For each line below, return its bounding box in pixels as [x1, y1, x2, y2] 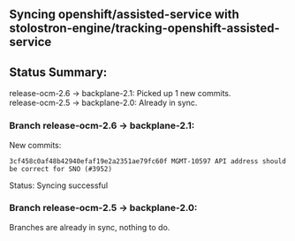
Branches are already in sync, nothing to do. [9, 222, 170, 232]
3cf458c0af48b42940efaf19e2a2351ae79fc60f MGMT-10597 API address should [9, 156, 287, 166]
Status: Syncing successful [9, 180, 109, 191]
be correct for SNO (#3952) [9, 164, 113, 173]
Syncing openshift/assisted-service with [9, 7, 240, 22]
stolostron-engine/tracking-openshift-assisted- [9, 21, 280, 36]
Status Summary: [9, 64, 108, 79]
